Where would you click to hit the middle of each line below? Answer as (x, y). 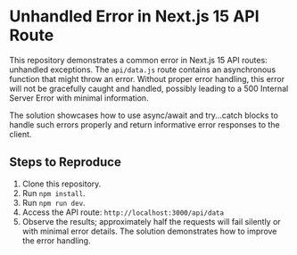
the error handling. (56, 240)
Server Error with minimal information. (79, 98)
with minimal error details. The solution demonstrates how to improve (149, 231)
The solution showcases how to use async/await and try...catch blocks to (144, 115)
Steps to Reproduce (66, 162)
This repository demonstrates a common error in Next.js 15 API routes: (138, 60)
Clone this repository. (62, 184)
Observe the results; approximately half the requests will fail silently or (151, 221)
